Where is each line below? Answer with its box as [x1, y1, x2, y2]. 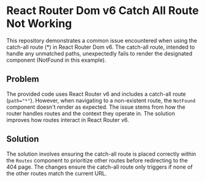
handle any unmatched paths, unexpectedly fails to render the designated [6, 49, 193, 57]
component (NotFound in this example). [6, 56, 106, 64]
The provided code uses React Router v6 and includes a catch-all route [6, 90, 187, 98]
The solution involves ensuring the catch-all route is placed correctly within [6, 150, 196, 158]
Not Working [6, 16, 72, 31]
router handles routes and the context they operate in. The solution [6, 109, 176, 117]
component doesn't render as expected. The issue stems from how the [6, 103, 185, 111]
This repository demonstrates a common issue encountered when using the [6, 37, 198, 44]
